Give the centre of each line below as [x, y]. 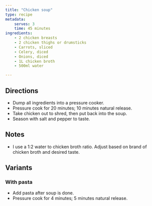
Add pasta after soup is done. [43, 193]
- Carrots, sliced [33, 47]
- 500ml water [29, 66]
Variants [19, 168]
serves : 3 [25, 24]
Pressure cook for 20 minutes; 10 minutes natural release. [72, 108]
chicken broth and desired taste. [46, 152]
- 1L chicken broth [35, 61]
